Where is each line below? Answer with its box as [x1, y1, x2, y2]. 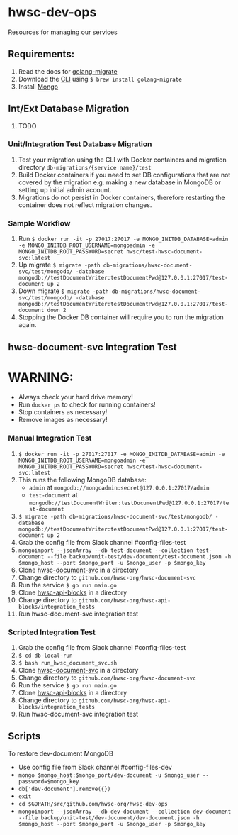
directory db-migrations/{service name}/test [18, 162, 152, 171]
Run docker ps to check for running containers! [18, 400, 156, 409]
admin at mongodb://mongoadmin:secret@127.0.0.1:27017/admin [28, 483, 210, 492]
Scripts [8, 730, 41, 742]
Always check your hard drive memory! [18, 393, 133, 402]
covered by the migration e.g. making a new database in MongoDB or [18, 178, 222, 187]
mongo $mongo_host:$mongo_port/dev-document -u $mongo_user [18, 771, 200, 779]
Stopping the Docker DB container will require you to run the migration [18, 313, 224, 321]
